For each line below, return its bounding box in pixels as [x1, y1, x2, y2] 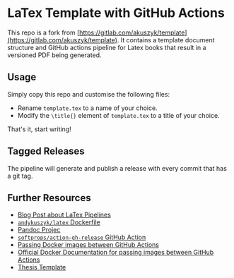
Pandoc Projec [17, 226, 61, 234]
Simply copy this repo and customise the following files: [7, 90, 170, 98]
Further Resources [7, 192, 91, 204]
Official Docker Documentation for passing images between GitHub [17, 248, 214, 257]
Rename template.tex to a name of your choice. [17, 104, 158, 112]
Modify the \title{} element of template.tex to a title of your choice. [17, 111, 221, 119]
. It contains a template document [117, 35, 215, 44]
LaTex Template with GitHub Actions [7, 5, 225, 21]
